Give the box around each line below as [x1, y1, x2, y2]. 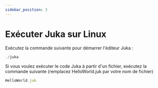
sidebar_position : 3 [5, 7, 48, 12]
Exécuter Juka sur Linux [5, 28, 106, 40]
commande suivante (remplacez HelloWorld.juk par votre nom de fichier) [5, 69, 154, 75]
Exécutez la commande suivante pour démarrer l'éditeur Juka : [5, 45, 134, 51]
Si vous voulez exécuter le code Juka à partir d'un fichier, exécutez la [5, 63, 147, 69]
